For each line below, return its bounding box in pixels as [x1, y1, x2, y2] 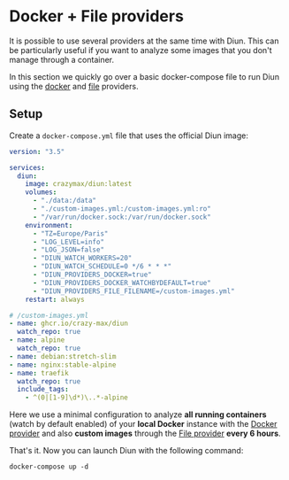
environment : [25, 221, 73, 229]
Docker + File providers [9, 6, 184, 27]
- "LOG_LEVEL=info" [32, 237, 104, 246]
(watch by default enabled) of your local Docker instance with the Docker [9, 419, 278, 430]
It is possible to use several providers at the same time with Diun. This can [9, 35, 280, 46]
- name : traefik [9, 368, 69, 377]
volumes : [25, 188, 57, 197]
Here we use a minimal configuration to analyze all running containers [9, 409, 267, 420]
